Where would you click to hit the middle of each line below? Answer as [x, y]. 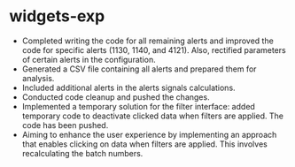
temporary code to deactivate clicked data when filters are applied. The [152, 116]
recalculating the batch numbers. [82, 153]
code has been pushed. [65, 125]
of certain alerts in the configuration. [89, 59]
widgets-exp [57, 16]
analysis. [38, 78]
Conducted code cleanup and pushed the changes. [116, 97]
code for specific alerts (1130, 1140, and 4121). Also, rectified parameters [154, 49]
